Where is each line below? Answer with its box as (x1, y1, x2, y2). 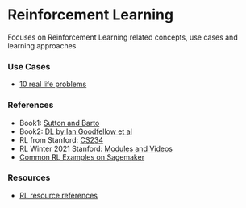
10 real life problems (19, 79, 87, 89)
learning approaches (7, 40, 77, 50)
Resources (7, 172, 51, 183)
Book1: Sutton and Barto (19, 118, 100, 127)
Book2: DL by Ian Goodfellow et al (19, 127, 132, 136)
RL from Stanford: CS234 (19, 135, 104, 144)
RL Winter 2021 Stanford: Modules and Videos (19, 144, 173, 153)
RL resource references (19, 190, 98, 200)
